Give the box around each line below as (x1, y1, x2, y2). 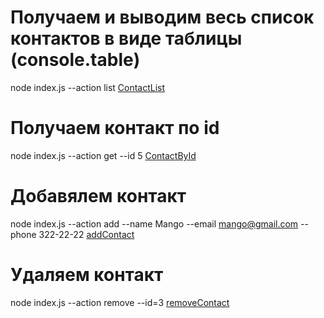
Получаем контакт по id (10, 117, 220, 140)
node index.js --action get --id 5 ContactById (10, 149, 197, 161)
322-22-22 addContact (38, 228, 135, 240)
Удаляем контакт (10, 264, 164, 286)
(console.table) (10, 49, 141, 71)
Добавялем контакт (10, 185, 187, 208)
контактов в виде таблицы (10, 27, 243, 50)
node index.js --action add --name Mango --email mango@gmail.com (10, 217, 299, 230)
